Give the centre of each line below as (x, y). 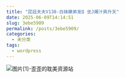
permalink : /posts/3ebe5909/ (43, 28)
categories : (21, 34)
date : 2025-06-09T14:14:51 (40, 17)
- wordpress (27, 51)
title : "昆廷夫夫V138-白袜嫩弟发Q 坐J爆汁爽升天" (63, 12)
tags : (13, 46)
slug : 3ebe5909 (25, 23)
